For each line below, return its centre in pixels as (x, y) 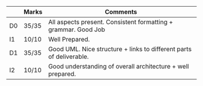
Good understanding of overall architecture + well (118, 66)
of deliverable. (69, 57)
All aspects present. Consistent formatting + (111, 22)
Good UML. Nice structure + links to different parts (120, 49)
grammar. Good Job (77, 29)
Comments (121, 12)
